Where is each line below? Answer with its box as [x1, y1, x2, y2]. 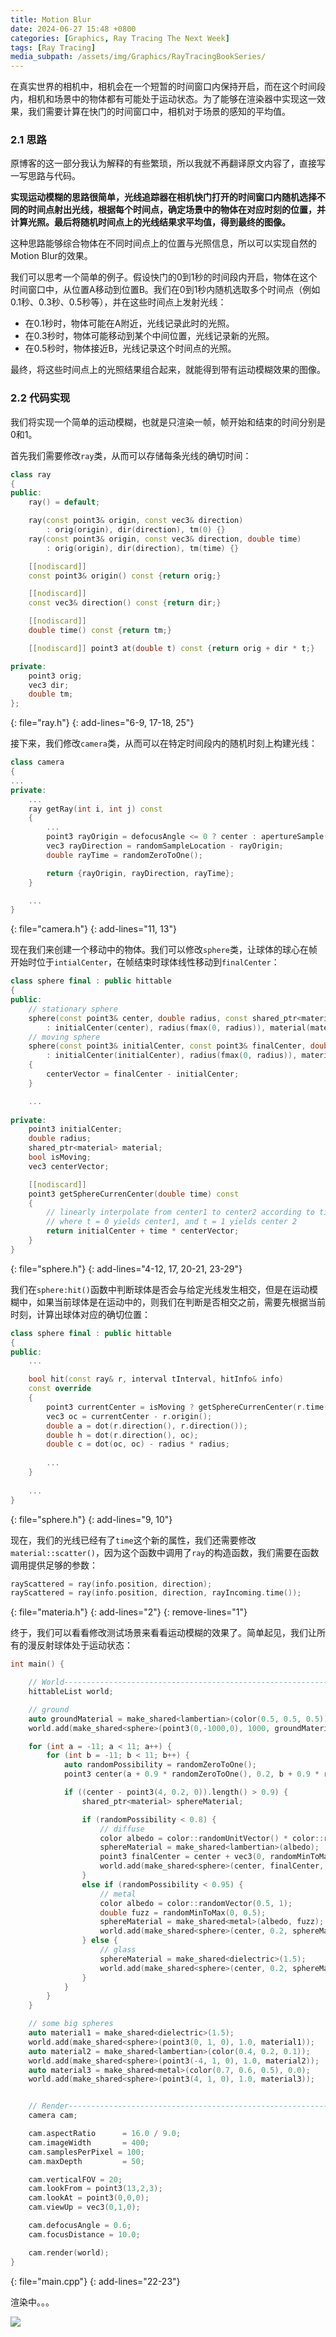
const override [28, 1384, 92, 1394]
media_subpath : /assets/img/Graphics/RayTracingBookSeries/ [10, 52, 267, 62]
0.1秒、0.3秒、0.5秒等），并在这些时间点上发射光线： [10, 296, 227, 308]
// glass [99, 1945, 137, 1955]
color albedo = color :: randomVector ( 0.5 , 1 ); [99, 1898, 293, 1908]
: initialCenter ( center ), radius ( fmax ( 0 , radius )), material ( [46, 1022, 311, 1033]
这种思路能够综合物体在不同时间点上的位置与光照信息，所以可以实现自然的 [10, 237, 317, 250]
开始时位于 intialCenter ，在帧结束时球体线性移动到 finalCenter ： [10, 956, 280, 968]
